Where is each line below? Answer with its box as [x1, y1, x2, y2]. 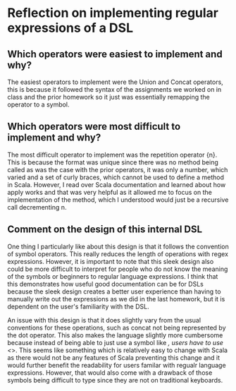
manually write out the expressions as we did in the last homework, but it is [7, 294, 225, 303]
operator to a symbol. [7, 100, 70, 109]
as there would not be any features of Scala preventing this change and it [7, 353, 221, 361]
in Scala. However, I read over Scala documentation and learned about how [7, 180, 226, 188]
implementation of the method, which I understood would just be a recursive [7, 195, 229, 204]
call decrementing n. [7, 203, 67, 211]
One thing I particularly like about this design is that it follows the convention [7, 242, 229, 251]
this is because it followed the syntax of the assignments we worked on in [7, 85, 222, 93]
